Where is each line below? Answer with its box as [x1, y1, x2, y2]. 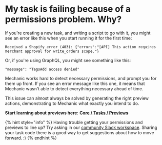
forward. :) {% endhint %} [5, 135, 57, 141]
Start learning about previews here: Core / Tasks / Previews [5, 110, 128, 116]
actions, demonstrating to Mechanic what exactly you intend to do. [5, 100, 140, 106]
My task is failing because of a [5, 3, 131, 15]
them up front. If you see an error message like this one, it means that [5, 81, 145, 86]
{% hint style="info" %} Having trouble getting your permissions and [5, 119, 143, 125]
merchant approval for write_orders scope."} [5, 49, 99, 54]
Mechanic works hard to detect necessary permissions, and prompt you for [5, 75, 157, 81]
